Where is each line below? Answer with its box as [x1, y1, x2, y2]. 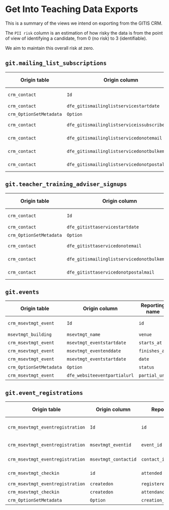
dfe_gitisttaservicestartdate [66, 224, 139, 230]
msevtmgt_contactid [90, 457, 137, 462]
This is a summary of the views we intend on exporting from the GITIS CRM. [5, 20, 162, 26]
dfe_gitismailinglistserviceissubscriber [66, 122, 167, 128]
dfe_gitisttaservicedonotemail [66, 243, 142, 248]
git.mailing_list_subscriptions [5, 59, 107, 67]
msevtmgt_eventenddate [66, 348, 121, 354]
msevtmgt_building [8, 332, 52, 337]
